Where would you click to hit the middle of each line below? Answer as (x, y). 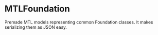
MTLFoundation (37, 9)
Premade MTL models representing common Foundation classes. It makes (79, 22)
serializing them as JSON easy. (36, 27)
